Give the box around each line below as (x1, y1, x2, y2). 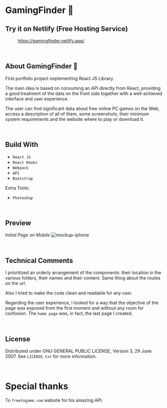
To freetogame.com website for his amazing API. (5, 397, 103, 403)
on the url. (5, 281, 27, 287)
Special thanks (5, 381, 69, 392)
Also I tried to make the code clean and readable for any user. (5, 290, 133, 296)
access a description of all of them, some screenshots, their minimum (5, 110, 149, 117)
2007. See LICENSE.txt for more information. (5, 353, 97, 359)
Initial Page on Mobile (5, 232, 50, 238)
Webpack (12, 165, 29, 170)
